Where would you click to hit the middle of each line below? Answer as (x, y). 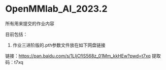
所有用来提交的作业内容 (30, 23)
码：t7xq (14, 62)
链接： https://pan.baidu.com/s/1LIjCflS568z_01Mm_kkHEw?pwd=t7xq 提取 (83, 56)
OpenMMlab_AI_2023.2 (56, 9)
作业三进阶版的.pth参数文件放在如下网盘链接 (59, 45)
